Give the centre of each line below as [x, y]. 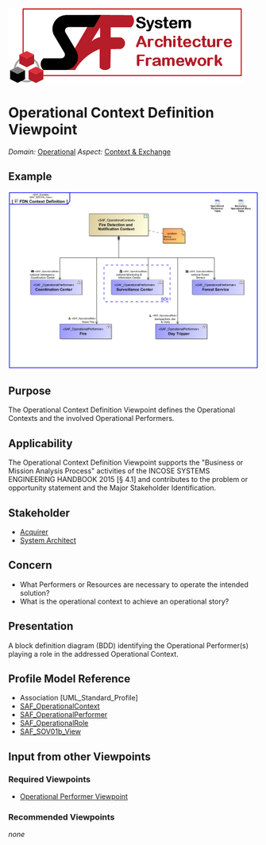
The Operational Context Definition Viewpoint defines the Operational [122, 410]
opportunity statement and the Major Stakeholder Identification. [112, 488]
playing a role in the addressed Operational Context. [93, 654]
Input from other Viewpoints [79, 756]
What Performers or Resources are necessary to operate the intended [134, 585]
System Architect [48, 541]
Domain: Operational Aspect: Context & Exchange [90, 152]
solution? [35, 592]
